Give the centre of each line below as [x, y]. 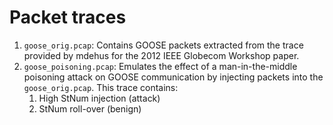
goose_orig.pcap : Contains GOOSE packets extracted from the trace [163, 45]
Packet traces [68, 17]
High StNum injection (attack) [99, 98]
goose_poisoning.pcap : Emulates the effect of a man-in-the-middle [160, 66]
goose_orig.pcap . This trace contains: [101, 87]
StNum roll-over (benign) [90, 108]
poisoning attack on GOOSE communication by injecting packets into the [173, 77]
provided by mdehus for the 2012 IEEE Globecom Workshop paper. [161, 55]
